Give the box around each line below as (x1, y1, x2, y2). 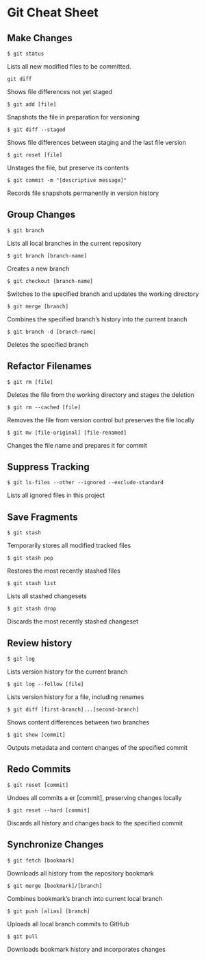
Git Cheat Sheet (7, 5, 99, 21)
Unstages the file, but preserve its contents (7, 163, 129, 172)
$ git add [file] (7, 101, 57, 108)
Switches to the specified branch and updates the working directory (7, 290, 199, 298)
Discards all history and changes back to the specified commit (7, 819, 183, 827)
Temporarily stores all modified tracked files (7, 541, 131, 550)
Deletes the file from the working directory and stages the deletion (7, 390, 195, 399)
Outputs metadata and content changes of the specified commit (7, 744, 188, 752)
